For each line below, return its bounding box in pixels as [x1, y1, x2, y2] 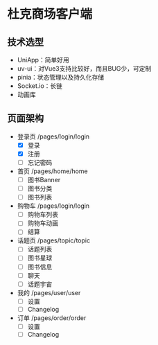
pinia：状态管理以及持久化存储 [17, 73, 105, 81]
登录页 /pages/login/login [17, 132, 90, 141]
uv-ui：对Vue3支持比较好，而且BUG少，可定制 [17, 64, 152, 73]
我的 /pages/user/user [17, 288, 81, 297]
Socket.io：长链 [17, 82, 63, 90]
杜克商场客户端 [7, 6, 93, 22]
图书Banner [27, 176, 61, 184]
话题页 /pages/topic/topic [17, 236, 91, 245]
